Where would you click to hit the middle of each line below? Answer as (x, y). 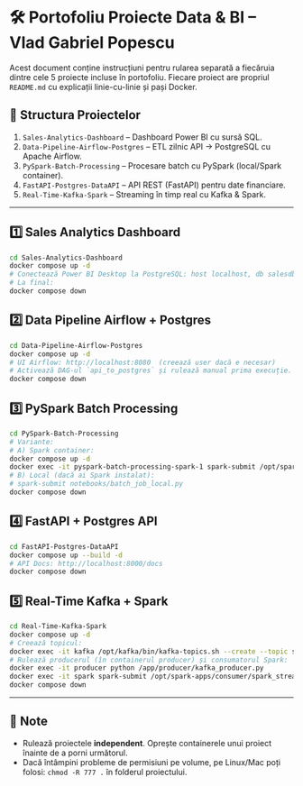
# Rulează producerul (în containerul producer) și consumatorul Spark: (149, 660)
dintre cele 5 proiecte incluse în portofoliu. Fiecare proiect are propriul (139, 77)
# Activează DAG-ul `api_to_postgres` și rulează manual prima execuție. (151, 370)
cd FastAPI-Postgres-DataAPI (64, 546)
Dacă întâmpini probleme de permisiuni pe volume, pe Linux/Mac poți (151, 762)
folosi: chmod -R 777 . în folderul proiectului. (105, 772)
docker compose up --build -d (66, 555)
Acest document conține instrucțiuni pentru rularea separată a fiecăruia (142, 68)
